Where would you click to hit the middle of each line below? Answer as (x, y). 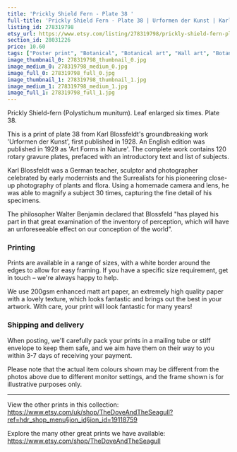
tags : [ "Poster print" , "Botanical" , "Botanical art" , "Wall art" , (109, 54)
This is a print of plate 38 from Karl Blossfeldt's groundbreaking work (108, 134)
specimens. (24, 201)
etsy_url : (22, 34)
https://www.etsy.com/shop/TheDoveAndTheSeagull (84, 441)
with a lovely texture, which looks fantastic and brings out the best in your (115, 299)
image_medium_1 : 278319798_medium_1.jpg (68, 86)
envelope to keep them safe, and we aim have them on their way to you (111, 348)
